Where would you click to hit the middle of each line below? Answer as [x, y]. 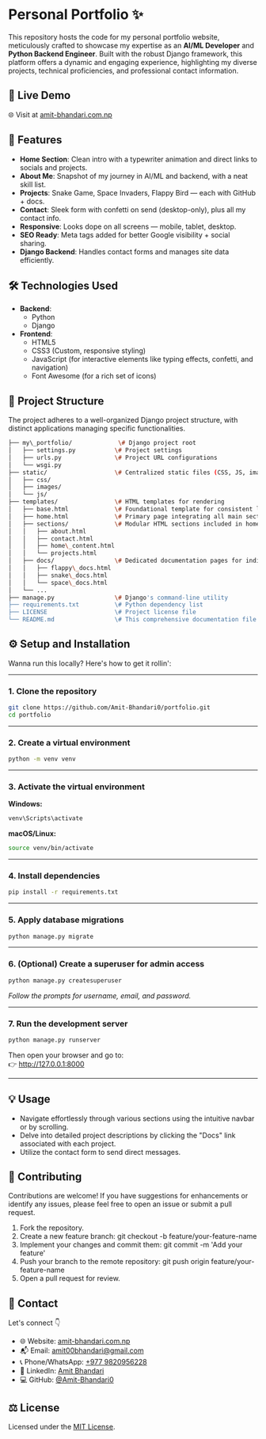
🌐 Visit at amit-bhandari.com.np [60, 114]
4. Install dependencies [54, 876]
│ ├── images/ [35, 487]
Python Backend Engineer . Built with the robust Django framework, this [125, 54]
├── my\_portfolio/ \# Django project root [102, 443]
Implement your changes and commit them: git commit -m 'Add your [131, 1245]
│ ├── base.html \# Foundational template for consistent [131, 509]
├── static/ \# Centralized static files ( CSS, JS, [127, 473]
